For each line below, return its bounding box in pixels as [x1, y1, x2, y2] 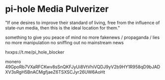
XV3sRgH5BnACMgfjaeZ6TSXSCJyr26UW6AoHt [5, 69, 106, 75]
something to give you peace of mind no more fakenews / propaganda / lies [5, 34, 160, 40]
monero [5, 58, 21, 64]
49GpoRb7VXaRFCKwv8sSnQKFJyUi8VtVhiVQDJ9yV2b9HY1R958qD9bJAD [5, 64, 161, 70]
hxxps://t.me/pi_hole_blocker [5, 49, 64, 55]
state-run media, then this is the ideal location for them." [5, 25, 120, 30]
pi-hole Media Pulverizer [5, 3, 109, 15]
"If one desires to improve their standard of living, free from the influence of [5, 20, 160, 26]
